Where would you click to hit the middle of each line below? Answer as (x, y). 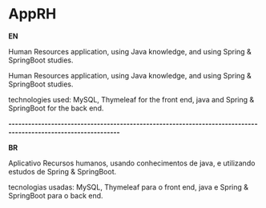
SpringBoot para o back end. (56, 195)
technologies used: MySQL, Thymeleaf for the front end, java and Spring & (131, 99)
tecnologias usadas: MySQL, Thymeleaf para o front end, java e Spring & (129, 187)
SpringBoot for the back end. (56, 108)
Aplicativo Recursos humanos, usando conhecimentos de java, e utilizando (132, 163)
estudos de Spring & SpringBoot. (62, 171)
